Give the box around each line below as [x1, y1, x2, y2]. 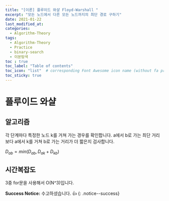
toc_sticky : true [5, 73, 42, 78]
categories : [5, 26, 30, 31]
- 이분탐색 [10, 54, 29, 59]
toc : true [5, 59, 28, 64]
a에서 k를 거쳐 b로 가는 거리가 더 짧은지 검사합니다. [14, 138, 115, 144]
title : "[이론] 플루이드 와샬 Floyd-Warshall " [5, 7, 99, 13]
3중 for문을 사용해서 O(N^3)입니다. [5, 180, 74, 186]
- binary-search [10, 49, 44, 54]
